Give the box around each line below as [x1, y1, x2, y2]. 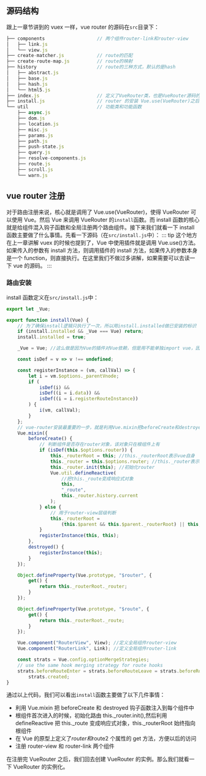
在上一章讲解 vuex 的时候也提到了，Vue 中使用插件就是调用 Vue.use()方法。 [6, 238, 199, 246]
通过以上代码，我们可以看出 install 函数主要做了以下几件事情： [6, 691, 166, 699]
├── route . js [17, 161, 51, 167]
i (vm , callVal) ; [39, 407, 81, 414]
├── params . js [17, 132, 53, 139]
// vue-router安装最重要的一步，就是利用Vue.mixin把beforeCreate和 [17, 424, 180, 430]
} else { [39, 504, 62, 510]
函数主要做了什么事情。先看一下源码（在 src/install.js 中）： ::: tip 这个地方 [6, 231, 197, 238]
